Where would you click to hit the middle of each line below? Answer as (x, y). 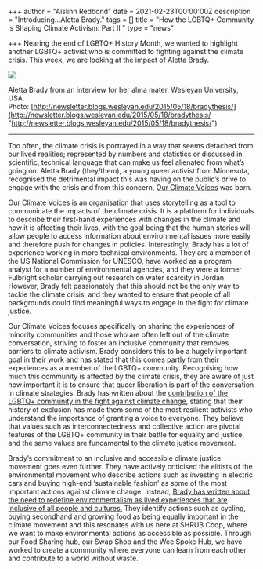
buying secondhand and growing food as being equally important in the (123, 516)
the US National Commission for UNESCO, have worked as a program (120, 261)
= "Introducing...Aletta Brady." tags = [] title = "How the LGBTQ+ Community (131, 20)
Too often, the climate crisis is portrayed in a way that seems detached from (131, 146)
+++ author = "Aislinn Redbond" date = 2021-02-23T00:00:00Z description (130, 11)
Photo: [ (21, 106)
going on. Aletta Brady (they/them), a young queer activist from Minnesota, (129, 171)
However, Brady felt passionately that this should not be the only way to (124, 286)
